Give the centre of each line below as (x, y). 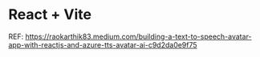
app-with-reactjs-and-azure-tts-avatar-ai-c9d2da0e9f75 (103, 44)
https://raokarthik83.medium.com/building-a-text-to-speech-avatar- (138, 36)
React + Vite (50, 15)
